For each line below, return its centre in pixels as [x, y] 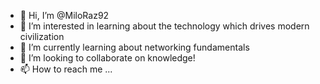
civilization [42, 36]
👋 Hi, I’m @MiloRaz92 [64, 15]
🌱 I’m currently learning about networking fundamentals [134, 47]
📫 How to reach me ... [66, 69]
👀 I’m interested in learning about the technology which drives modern [164, 26]
